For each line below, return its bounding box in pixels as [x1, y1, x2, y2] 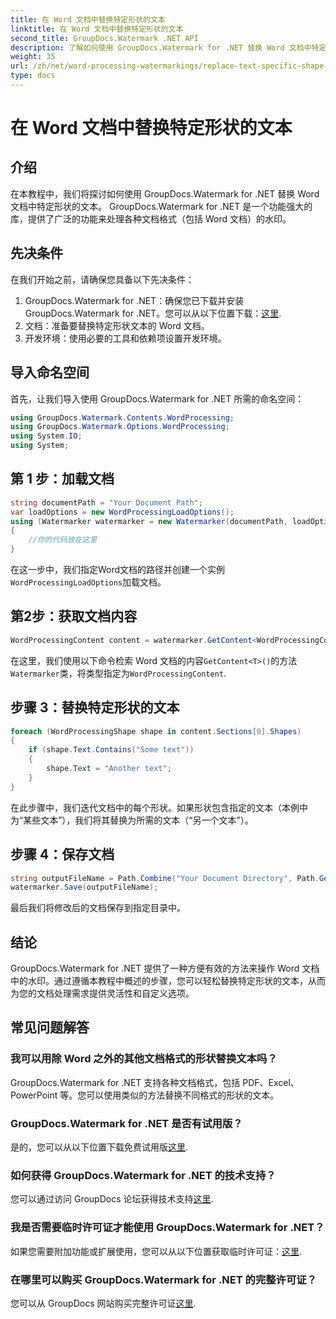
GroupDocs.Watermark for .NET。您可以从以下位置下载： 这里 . [24, 307, 282, 319]
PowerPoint [10, 1089, 58, 1101]
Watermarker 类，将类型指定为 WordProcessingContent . [10, 667, 227, 679]
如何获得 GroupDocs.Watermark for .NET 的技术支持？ [10, 1168, 277, 1182]
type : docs [10, 71, 56, 81]
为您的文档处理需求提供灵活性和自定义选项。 [10, 987, 195, 1000]
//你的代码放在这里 [28, 535, 98, 545]
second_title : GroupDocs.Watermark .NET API [10, 33, 199, 43]
